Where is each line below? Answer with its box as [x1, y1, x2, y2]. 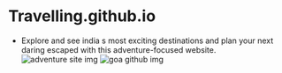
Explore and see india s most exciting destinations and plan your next [20, 35, 274, 46]
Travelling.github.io [8, 6, 156, 26]
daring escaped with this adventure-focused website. [20, 44, 217, 55]
